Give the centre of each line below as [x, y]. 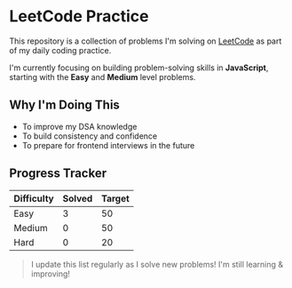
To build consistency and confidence [90, 136]
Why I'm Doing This [64, 105]
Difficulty [34, 198]
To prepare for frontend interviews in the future [108, 145]
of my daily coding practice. [60, 50]
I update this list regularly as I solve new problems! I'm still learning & [157, 264]
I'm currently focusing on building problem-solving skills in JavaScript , [139, 68]
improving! [51, 274]
